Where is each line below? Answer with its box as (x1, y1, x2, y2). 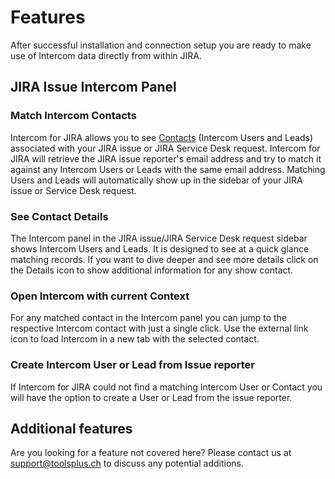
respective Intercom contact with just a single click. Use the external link (10, 322, 309, 335)
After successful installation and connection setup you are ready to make (10, 39, 312, 51)
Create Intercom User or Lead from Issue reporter (10, 358, 256, 372)
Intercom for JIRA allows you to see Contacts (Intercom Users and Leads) (10, 131, 314, 143)
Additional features (10, 420, 133, 437)
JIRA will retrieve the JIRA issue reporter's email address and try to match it (10, 152, 322, 165)
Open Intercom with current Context (10, 289, 190, 303)
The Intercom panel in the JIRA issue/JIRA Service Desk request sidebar (10, 232, 308, 244)
